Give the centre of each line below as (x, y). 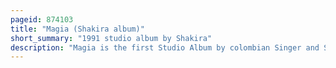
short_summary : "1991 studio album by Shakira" (111, 38)
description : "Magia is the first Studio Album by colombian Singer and (165, 47)
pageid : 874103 (42, 19)
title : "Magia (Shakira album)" (77, 29)
